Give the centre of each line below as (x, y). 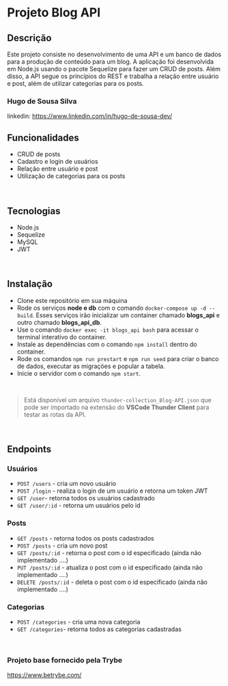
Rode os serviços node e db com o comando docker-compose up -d (112, 308)
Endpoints (29, 449)
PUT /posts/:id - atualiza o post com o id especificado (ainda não (110, 567)
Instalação (30, 284)
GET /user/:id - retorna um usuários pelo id (79, 506)
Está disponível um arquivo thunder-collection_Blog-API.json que (117, 400)
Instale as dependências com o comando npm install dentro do (107, 344)
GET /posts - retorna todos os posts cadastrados (86, 538)
